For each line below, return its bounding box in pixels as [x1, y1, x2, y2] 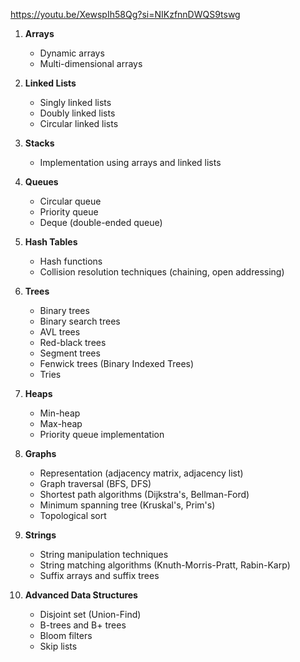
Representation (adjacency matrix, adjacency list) [39, 467, 244, 479]
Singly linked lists [39, 97, 112, 108]
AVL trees [39, 326, 81, 338]
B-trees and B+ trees [39, 619, 127, 631]
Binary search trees [39, 315, 121, 327]
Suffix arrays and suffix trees [39, 570, 160, 581]
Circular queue [39, 195, 102, 207]
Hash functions [39, 255, 103, 267]
